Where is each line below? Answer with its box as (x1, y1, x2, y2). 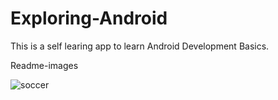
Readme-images (10, 59, 79, 71)
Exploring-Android (10, 7, 168, 30)
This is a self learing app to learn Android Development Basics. (10, 40, 270, 52)
